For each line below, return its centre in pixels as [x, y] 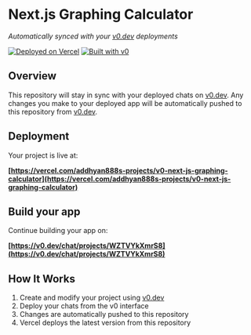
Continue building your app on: [58, 231]
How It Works [42, 279]
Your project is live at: [43, 155]
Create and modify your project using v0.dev [92, 298]
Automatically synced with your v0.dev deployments [93, 36]
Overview [33, 76]
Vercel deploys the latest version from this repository [105, 322]
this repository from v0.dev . [53, 111]
